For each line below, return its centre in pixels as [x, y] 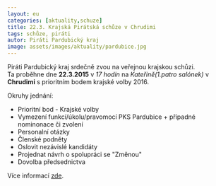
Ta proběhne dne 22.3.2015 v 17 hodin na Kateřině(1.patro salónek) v [108, 74]
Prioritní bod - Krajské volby [58, 109]
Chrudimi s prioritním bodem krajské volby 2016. [78, 82]
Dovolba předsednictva [52, 162]
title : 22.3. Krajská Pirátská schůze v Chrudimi [82, 27]
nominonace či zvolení [50, 124]
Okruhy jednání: [30, 95]
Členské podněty [42, 139]
